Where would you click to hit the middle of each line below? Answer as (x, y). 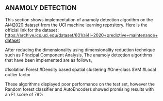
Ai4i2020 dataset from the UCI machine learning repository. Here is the (76, 25)
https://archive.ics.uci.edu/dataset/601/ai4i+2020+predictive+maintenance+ (81, 35)
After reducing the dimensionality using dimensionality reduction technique (80, 50)
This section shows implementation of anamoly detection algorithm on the (79, 19)
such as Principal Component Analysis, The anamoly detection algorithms (79, 55)
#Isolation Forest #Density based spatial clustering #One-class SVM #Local (81, 69)
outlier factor (18, 74)
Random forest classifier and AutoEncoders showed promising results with (80, 89)
